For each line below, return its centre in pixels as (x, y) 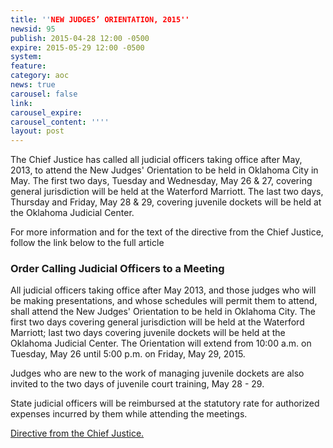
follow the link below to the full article (87, 243)
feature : (28, 66)
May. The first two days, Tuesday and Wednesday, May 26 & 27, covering (161, 181)
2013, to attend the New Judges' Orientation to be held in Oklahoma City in (164, 170)
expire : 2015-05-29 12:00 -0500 (77, 47)
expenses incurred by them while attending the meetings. (129, 414)
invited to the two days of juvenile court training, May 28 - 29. (137, 384)
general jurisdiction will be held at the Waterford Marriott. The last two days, (167, 192)
